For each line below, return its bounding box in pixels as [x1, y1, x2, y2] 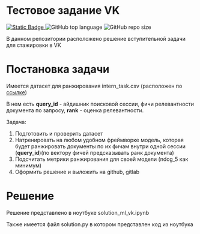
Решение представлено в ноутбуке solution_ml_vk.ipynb [6, 209, 150, 216]
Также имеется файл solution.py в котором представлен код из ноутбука [6, 220, 193, 228]
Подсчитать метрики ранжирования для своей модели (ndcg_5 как [14, 155, 189, 163]
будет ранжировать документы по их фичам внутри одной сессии [14, 142, 186, 150]
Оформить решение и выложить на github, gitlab [14, 168, 140, 175]
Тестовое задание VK [6, 4, 120, 17]
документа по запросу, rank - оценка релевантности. [6, 106, 144, 114]
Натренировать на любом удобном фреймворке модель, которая [14, 136, 184, 143]
